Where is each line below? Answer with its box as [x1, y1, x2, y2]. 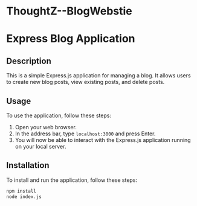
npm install [6, 188, 36, 194]
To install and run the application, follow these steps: [6, 176, 138, 184]
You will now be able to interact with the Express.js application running [15, 137, 192, 143]
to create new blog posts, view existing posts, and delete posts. [6, 79, 165, 86]
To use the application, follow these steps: [6, 112, 112, 119]
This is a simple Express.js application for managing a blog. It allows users [6, 72, 192, 79]
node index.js [6, 193, 42, 200]
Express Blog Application [6, 32, 135, 46]
